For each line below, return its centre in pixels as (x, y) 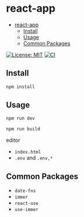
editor (13, 140)
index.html (28, 152)
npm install (20, 87)
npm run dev (20, 118)
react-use (27, 204)
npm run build (23, 129)
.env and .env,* (34, 158)
